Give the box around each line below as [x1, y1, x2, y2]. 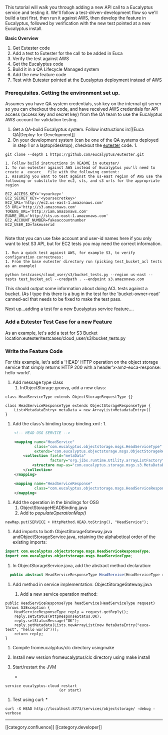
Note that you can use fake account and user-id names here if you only [5, 235, 152, 241]
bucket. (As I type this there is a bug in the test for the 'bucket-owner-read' [5, 291, 160, 297]
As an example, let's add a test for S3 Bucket [5, 330, 98, 336]
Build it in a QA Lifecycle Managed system [12, 66, 99, 72]
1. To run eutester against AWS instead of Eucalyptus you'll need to [5, 165, 155, 170]
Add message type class [12, 379, 63, 385]
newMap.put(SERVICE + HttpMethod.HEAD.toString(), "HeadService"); [5, 520, 149, 525]
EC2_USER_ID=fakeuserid [5, 222, 55, 227]
